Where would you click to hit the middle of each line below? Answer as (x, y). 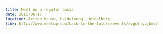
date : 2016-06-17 (24, 14)
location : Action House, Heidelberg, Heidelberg (58, 19)
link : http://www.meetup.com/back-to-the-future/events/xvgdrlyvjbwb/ (82, 24)
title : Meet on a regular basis (39, 10)
